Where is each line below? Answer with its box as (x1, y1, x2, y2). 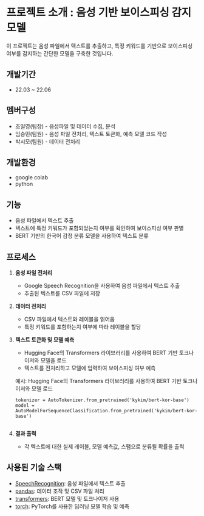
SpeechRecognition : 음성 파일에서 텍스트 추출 (15, 479, 126, 487)
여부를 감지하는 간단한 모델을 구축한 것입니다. (6, 49, 114, 57)
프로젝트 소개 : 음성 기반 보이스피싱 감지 (6, 5, 192, 20)
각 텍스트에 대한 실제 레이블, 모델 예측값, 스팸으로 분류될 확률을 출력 (24, 443, 185, 450)
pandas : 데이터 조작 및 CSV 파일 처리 (15, 487, 104, 495)
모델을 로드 (40, 357, 67, 364)
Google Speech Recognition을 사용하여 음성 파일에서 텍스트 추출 (24, 282, 180, 289)
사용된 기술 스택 (6, 462, 62, 473)
